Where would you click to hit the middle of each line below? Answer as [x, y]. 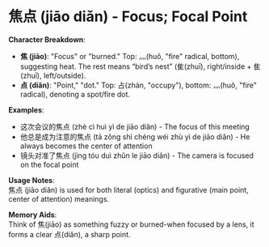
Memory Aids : [33, 215]
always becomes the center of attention [86, 146]
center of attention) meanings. [59, 198]
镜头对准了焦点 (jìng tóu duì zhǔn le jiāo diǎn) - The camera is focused [137, 155]
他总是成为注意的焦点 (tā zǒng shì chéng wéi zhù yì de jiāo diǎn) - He [135, 136]
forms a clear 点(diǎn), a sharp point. [69, 234]
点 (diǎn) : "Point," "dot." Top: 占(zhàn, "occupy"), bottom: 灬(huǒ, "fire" [138, 85]
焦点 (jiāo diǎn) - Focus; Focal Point [128, 17]
